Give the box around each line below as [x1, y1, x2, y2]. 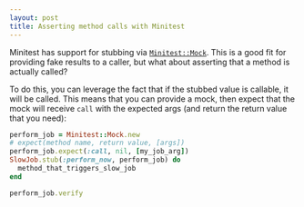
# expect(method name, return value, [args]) [9, 138, 185, 148]
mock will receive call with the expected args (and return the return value [9, 103, 288, 113]
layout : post [9, 13, 59, 23]
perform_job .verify [9, 188, 84, 198]
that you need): [9, 113, 66, 123]
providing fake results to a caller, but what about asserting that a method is [9, 56, 290, 67]
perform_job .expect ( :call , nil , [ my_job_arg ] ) [9, 147, 189, 156]
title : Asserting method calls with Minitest [9, 22, 185, 31]
